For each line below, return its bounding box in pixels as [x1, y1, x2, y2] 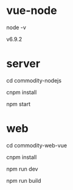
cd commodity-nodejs [6, 76, 62, 84]
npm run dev [6, 165, 38, 172]
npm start [6, 100, 31, 107]
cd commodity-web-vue [6, 141, 68, 149]
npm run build [6, 177, 41, 184]
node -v [6, 24, 26, 31]
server [6, 57, 41, 70]
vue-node [6, 4, 57, 18]
